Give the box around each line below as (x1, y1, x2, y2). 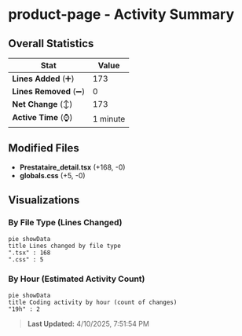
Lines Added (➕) (12, 73, 75, 84)
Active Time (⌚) (12, 112, 73, 122)
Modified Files (8, 141, 80, 155)
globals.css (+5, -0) (19, 170, 86, 180)
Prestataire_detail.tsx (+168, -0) (19, 163, 126, 172)
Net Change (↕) (12, 99, 73, 109)
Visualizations (8, 194, 80, 207)
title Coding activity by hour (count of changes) (8, 298, 178, 306)
